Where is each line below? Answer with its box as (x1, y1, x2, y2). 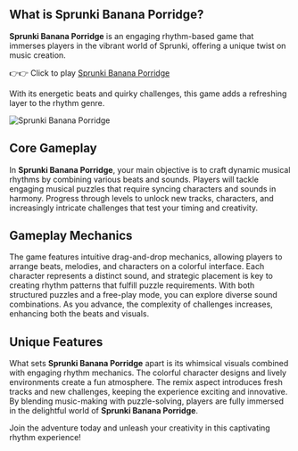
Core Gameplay (9, 141, 97, 156)
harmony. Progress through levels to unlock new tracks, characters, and (9, 193, 274, 203)
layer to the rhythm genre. (9, 97, 105, 108)
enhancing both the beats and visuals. (9, 308, 150, 319)
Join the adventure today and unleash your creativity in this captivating (9, 422, 270, 433)
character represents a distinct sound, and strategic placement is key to (9, 271, 274, 282)
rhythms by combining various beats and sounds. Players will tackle (9, 174, 259, 184)
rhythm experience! (9, 432, 82, 443)
